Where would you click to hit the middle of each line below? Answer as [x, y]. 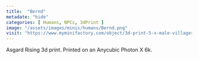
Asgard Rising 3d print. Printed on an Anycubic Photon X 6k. [79, 50]
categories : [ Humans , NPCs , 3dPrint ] [55, 22]
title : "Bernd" [26, 11]
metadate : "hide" [27, 17]
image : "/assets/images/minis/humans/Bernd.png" [67, 28]
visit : [14, 33]
